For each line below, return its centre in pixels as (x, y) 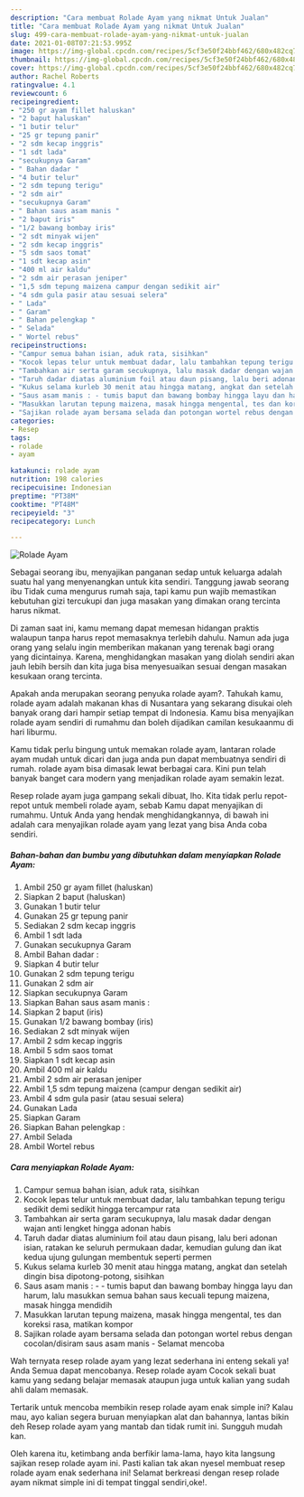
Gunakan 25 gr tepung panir (76, 916)
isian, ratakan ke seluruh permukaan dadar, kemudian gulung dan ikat (152, 1248)
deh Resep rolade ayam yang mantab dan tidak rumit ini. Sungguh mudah (147, 1427)
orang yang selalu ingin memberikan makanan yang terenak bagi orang (142, 648)
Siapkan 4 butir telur (61, 964)
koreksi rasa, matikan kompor (78, 1324)
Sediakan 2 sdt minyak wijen (76, 1032)
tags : (20, 438)
